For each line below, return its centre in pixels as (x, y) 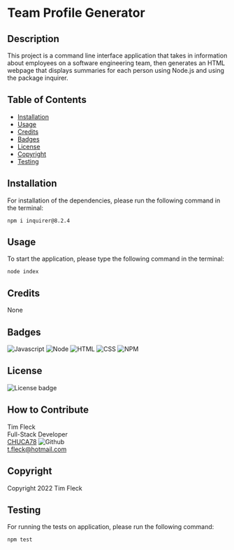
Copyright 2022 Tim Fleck (45, 488)
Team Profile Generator (76, 13)
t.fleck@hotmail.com (37, 449)
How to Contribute (48, 410)
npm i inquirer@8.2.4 (39, 221)
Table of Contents (47, 100)
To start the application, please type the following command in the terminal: (116, 259)
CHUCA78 (22, 441)
